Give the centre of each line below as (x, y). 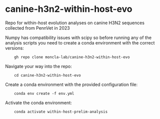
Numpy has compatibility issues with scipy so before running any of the (79, 38)
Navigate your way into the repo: (39, 66)
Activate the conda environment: (39, 103)
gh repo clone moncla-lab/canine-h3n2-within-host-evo (72, 57)
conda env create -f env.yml (44, 93)
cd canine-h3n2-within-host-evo (47, 75)
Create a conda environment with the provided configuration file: (72, 84)
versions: (14, 48)
